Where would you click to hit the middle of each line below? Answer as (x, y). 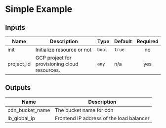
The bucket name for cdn (84, 110)
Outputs (18, 88)
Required (147, 41)
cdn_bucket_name (29, 110)
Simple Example (39, 9)
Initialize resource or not (63, 50)
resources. (48, 70)
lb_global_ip (21, 118)
